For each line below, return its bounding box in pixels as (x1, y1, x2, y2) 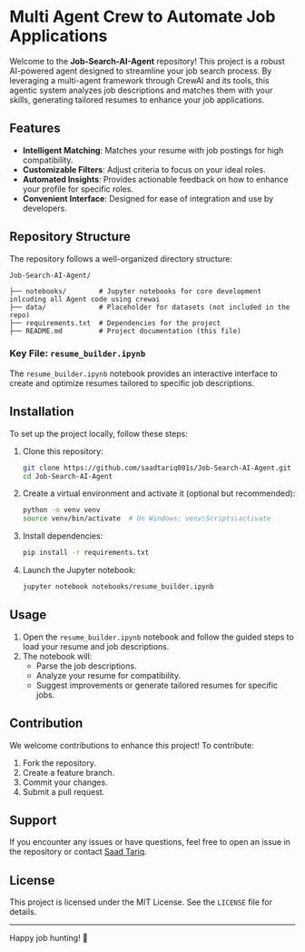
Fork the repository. (22, 757, 97, 769)
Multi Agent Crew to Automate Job (9, 6, 276, 27)
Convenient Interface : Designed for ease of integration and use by (22, 193, 274, 203)
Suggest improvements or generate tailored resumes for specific (35, 679, 279, 690)
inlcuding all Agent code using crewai (9, 294, 161, 303)
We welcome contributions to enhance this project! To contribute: (9, 739, 254, 750)
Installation (9, 404, 74, 420)
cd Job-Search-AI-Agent (22, 471, 113, 481)
